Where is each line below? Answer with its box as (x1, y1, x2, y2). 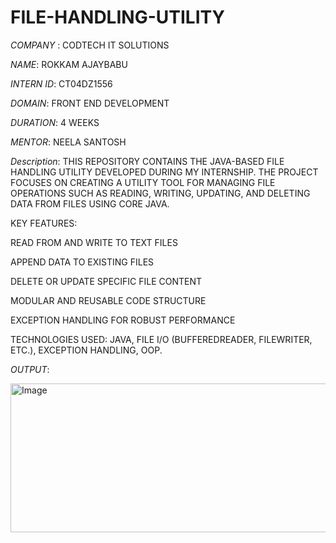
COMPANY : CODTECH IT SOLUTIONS (10, 39, 170, 51)
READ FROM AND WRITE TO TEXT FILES (10, 236, 178, 248)
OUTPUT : (10, 363, 50, 375)
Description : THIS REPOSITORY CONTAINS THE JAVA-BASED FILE (10, 155, 285, 167)
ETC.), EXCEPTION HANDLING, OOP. (10, 344, 163, 356)
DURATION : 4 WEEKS (10, 116, 100, 128)
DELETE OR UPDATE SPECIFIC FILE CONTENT (10, 275, 203, 287)
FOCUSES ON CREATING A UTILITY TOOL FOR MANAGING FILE (10, 176, 276, 188)
